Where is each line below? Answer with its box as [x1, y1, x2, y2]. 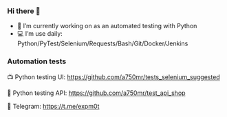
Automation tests [7, 56, 67, 66]
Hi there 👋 [7, 6, 41, 16]
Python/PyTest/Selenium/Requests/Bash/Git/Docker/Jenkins [17, 39, 188, 47]
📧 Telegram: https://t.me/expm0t [7, 102, 100, 110]
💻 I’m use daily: [17, 30, 63, 38]
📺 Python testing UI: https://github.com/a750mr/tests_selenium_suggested [7, 72, 220, 81]
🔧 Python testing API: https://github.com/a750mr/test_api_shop [7, 89, 186, 97]
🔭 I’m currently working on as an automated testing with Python [17, 22, 197, 30]
